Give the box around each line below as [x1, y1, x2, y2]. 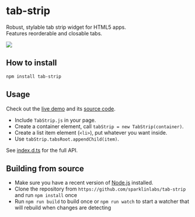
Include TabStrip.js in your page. [14, 116, 97, 123]
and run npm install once [14, 192, 77, 199]
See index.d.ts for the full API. [6, 146, 78, 153]
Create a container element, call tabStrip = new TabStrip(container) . [14, 122, 184, 130]
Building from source [6, 163, 84, 173]
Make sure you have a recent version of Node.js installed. [14, 179, 153, 186]
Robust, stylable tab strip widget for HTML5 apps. [6, 24, 126, 31]
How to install [6, 58, 57, 68]
